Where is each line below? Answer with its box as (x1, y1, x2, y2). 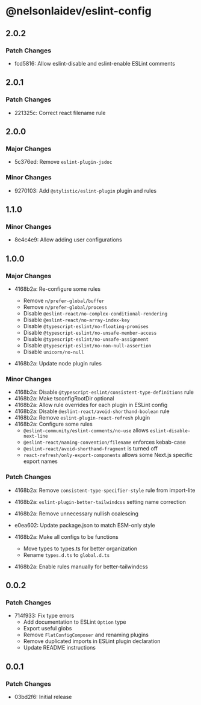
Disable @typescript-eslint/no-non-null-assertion (23, 341, 152, 349)
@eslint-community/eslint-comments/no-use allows (23, 427, 149, 434)
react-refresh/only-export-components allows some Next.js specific (23, 452, 193, 459)
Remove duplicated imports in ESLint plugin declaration (23, 638, 161, 645)
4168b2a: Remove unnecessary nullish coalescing (14, 510, 139, 517)
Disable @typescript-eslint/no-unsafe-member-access (23, 329, 157, 336)
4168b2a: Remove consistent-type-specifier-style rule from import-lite (14, 486, 196, 494)
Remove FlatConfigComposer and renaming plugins (23, 631, 149, 639)
